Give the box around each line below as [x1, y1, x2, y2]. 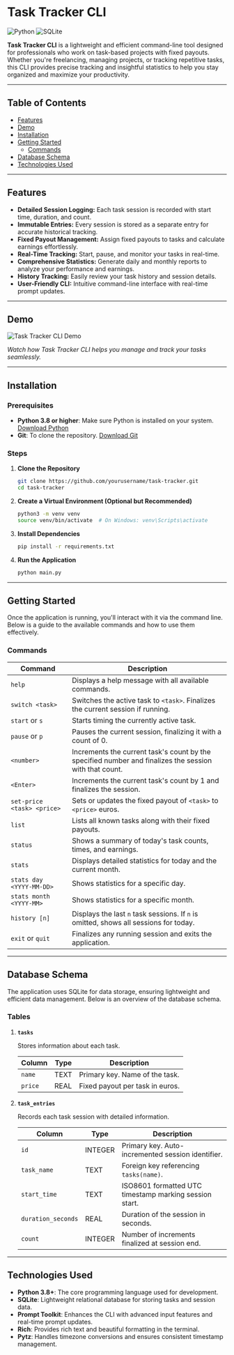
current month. [72, 864, 120, 874]
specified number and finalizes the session [72, 756, 212, 765]
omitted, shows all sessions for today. [72, 917, 195, 927]
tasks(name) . [121, 1169, 164, 1179]
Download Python [17, 424, 69, 432]
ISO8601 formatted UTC [121, 1181, 202, 1191]
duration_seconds [20, 1214, 79, 1223]
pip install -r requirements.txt [17, 543, 115, 550]
